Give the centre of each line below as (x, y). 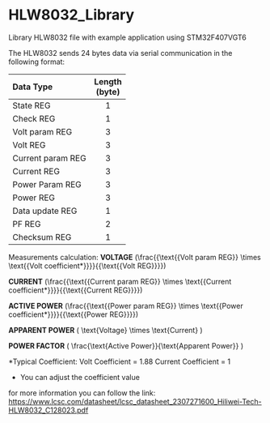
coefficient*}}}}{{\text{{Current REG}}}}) (76, 290)
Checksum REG (42, 237)
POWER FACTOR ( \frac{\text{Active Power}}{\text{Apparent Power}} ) (126, 345)
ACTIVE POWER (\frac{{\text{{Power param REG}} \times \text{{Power (126, 305)
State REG (32, 105)
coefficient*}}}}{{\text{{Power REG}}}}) (74, 314)
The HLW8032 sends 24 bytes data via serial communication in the (120, 53)
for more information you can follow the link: (82, 393)
